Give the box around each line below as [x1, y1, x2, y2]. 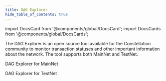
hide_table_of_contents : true [5, 12, 68, 17]
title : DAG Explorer [5, 7, 48, 12]
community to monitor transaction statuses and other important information [5, 46, 160, 52]
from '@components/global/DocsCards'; [5, 31, 89, 37]
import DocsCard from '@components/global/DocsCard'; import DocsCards [5, 25, 161, 31]
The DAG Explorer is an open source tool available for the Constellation [5, 40, 151, 46]
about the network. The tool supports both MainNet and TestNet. [5, 51, 139, 57]
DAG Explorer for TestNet [5, 70, 57, 76]
